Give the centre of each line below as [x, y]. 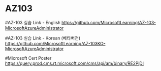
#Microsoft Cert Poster [28, 58]
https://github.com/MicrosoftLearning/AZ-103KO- [55, 43]
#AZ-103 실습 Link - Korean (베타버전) [43, 38]
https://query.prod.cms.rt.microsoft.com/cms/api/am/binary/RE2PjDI [75, 63]
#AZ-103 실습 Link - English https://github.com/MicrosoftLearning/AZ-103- [80, 22]
